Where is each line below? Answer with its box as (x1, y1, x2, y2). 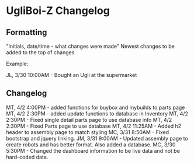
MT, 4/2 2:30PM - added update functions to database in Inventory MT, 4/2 (6, 110, 189, 117)
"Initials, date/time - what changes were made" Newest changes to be (6, 43, 175, 50)
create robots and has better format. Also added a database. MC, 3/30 (6, 141, 176, 148)
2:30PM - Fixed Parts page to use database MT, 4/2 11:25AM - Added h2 (6, 122, 182, 129)
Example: (6, 60, 29, 67)
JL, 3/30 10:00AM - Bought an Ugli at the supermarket (6, 72, 137, 78)
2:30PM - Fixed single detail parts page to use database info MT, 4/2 (6, 116, 172, 123)
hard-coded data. (6, 153, 49, 160)
